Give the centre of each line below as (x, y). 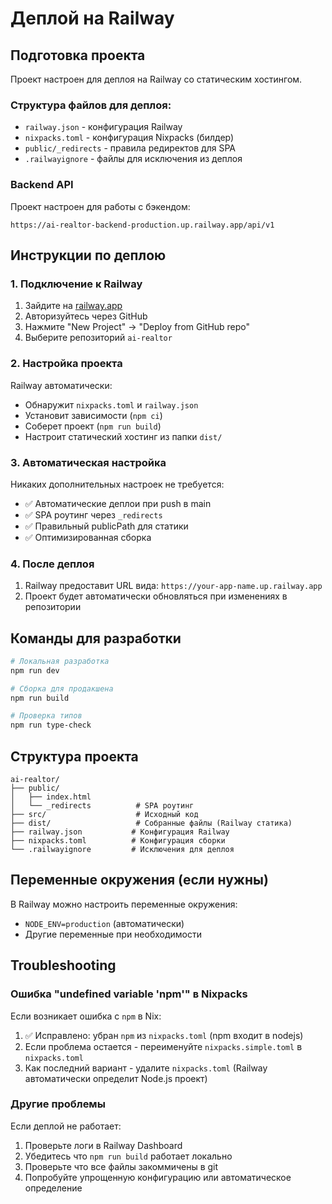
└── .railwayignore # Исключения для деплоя (122, 850)
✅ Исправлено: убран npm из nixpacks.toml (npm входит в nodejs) (164, 1035)
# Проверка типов (46, 716)
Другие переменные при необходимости (113, 934)
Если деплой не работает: (66, 1126)
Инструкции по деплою (88, 255)
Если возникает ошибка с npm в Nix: (86, 1016)
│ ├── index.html (51, 797)
